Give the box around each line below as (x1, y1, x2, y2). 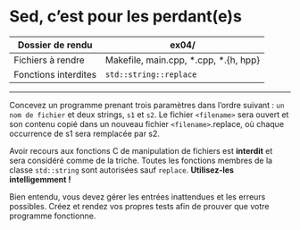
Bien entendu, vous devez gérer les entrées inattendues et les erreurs (9, 191, 266, 202)
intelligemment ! (9, 174, 71, 184)
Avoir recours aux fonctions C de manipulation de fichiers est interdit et (9, 145, 273, 156)
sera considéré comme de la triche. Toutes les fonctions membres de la (9, 155, 273, 166)
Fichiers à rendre (13, 54, 85, 66)
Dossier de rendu (17, 38, 93, 51)
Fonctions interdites (13, 68, 96, 81)
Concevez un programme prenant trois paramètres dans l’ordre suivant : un (9, 99, 285, 110)
